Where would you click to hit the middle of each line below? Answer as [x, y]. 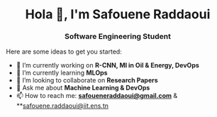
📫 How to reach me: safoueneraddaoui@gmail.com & [97, 96]
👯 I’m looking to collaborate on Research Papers [87, 80]
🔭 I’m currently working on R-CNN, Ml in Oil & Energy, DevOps [107, 66]
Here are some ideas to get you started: [64, 51]
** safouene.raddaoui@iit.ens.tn [62, 106]
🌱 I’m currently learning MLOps [62, 73]
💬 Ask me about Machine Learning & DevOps [83, 88]
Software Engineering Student [118, 37]
